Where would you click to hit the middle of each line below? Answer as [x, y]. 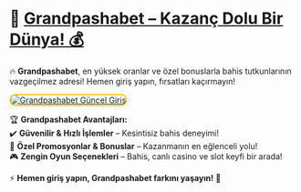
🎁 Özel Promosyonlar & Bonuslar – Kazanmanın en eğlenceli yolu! [134, 146]
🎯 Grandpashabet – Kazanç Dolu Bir [146, 19]
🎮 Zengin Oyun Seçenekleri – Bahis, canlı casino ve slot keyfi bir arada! [146, 156]
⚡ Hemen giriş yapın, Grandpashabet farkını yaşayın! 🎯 [115, 177]
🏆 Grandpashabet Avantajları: [68, 119]
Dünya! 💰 [47, 40]
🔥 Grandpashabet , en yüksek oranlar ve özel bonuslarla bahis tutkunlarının [150, 71]
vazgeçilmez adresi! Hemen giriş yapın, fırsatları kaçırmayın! [122, 81]
